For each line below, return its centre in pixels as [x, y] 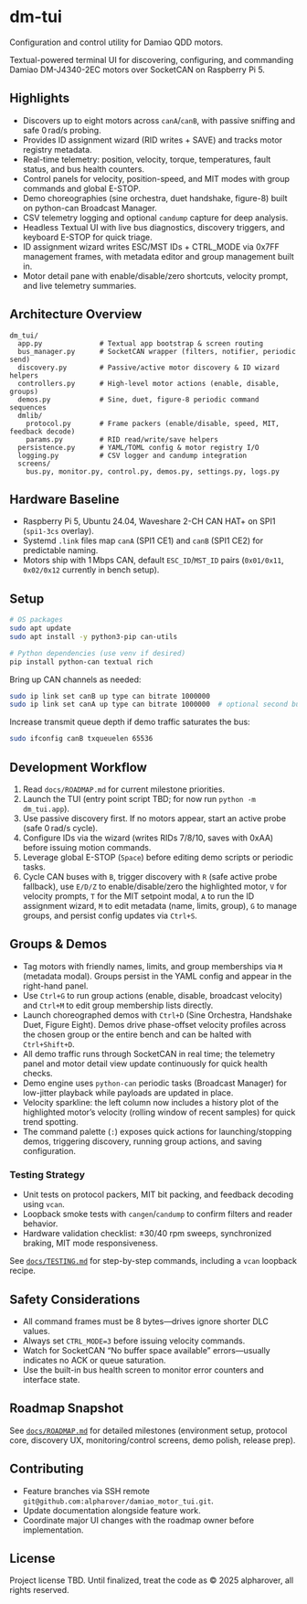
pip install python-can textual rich [81, 662]
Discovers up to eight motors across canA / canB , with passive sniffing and [159, 120]
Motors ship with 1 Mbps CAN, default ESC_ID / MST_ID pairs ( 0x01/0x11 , [153, 561]
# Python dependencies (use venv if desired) [97, 653]
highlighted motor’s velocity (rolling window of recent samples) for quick [159, 1112]
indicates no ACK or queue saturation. [94, 1360]
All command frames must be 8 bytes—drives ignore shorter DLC [146, 1321]
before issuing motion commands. [87, 847]
